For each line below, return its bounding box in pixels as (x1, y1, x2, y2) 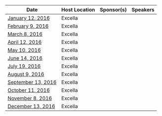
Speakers (131, 6, 155, 13)
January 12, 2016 (7, 15, 50, 21)
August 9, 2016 (7, 71, 44, 77)
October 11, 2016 (7, 87, 50, 93)
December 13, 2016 (7, 103, 55, 110)
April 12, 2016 (7, 39, 42, 45)
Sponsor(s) (99, 6, 127, 13)
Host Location (61, 6, 95, 13)
